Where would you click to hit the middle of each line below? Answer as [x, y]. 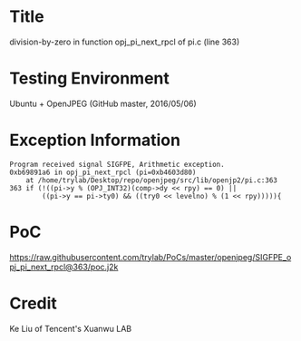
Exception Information [95, 140]
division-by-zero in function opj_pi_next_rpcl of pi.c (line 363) [125, 42]
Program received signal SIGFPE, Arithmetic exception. [117, 164]
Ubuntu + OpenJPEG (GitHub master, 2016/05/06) [103, 103]
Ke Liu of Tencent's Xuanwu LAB [71, 328]
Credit [33, 303]
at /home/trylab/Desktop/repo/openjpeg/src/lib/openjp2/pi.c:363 [152, 180]
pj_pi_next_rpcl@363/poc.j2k [64, 267]
